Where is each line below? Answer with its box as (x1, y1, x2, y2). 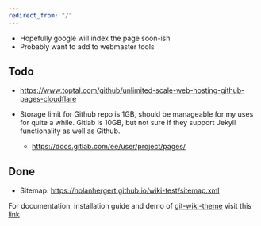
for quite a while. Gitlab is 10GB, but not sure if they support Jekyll (19, 118, 236, 128)
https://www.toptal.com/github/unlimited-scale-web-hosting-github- (19, 86, 245, 95)
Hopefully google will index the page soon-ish (19, 33, 171, 43)
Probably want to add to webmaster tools (19, 41, 155, 52)
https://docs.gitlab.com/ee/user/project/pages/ (31, 142, 186, 151)
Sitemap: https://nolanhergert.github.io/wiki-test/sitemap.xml (19, 186, 220, 195)
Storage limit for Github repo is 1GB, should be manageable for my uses (19, 109, 254, 119)
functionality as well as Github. (19, 126, 121, 136)
